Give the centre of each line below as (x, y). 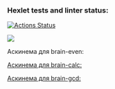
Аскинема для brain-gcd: (44, 79)
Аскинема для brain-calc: (45, 65)
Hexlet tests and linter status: (58, 10)
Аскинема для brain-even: (46, 52)
